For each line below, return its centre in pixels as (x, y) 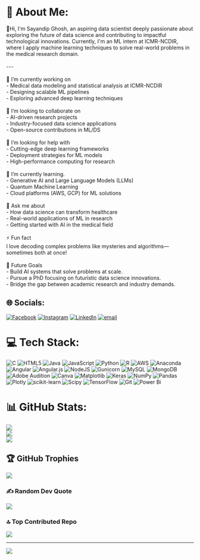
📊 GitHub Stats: (47, 407)
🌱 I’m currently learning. (36, 174)
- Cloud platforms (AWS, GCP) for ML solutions (64, 193)
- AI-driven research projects (42, 117)
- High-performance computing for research (60, 161)
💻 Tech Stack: (43, 342)
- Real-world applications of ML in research (60, 218)
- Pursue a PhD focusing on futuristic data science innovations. (84, 278)
